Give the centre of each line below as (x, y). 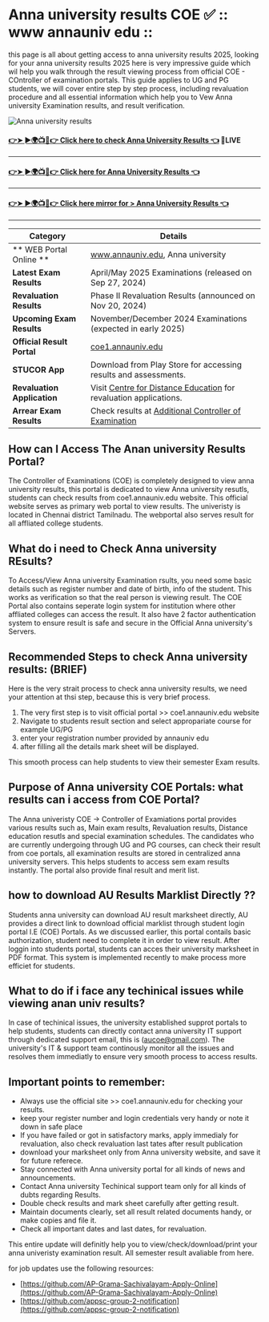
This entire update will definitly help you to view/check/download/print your (133, 1244)
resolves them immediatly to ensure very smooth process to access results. (133, 1057)
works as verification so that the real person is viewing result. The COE (125, 598)
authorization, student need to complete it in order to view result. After (124, 940)
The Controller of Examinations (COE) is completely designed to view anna (131, 481)
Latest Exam (36, 272)
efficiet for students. (42, 965)
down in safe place (51, 1127)
